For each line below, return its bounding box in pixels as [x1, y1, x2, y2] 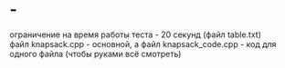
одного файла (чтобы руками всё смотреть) [9, 48, 182, 59]
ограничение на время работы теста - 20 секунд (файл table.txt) [9, 29, 262, 40]
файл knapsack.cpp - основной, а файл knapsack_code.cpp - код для [9, 38, 277, 49]
